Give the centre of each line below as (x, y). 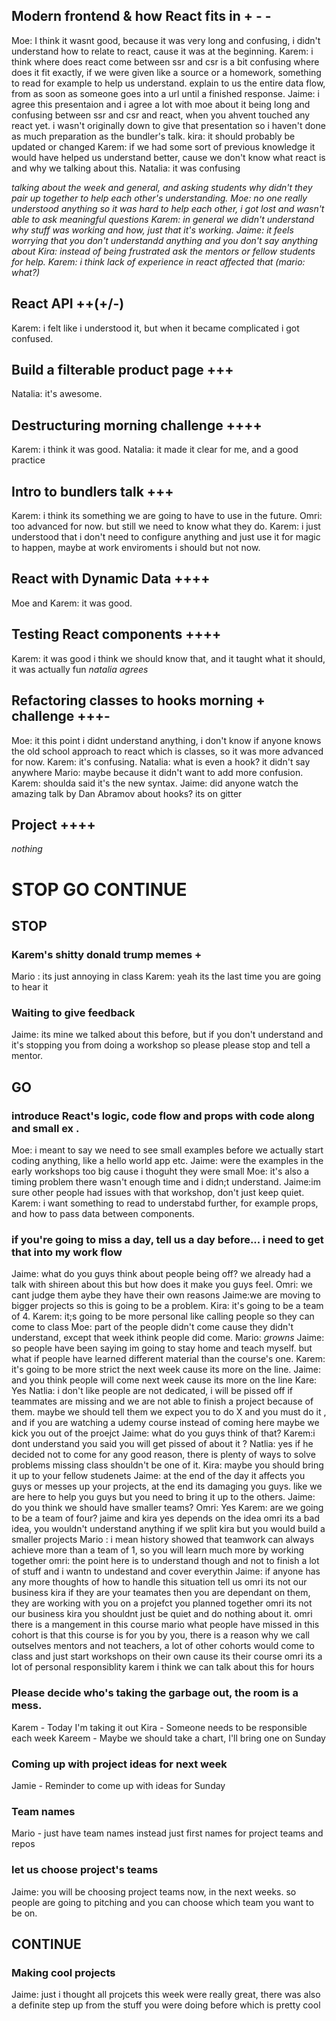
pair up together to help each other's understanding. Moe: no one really (159, 198)
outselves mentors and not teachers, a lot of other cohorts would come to (163, 1646)
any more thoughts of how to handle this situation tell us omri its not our (159, 1582)
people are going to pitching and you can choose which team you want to (162, 1902)
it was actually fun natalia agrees (80, 669)
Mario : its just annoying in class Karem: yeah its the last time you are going (166, 976)
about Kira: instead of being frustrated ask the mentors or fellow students (163, 251)
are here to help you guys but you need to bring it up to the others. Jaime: (163, 1497)
